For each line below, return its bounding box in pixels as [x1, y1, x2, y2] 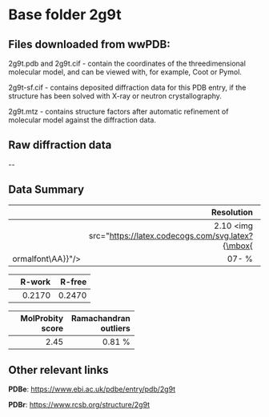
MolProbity [20, 312, 64, 323]
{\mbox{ [223, 240, 254, 251]
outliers [100, 323, 130, 334]
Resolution [211, 206, 254, 218]
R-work [20, 276, 51, 287]
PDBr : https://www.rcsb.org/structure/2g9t [8, 400, 151, 410]
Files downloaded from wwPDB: [8, 38, 171, 51]
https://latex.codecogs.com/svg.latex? [109, 230, 254, 241]
